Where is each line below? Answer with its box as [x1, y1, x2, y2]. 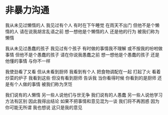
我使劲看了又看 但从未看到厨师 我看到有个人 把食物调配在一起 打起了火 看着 [5, 68, 161, 74]
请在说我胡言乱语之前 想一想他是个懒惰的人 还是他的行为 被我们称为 [19, 28, 159, 34]
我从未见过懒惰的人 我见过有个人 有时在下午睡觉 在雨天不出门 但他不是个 [5, 22, 155, 28]
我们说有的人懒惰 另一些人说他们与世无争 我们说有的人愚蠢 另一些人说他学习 [5, 91, 163, 98]
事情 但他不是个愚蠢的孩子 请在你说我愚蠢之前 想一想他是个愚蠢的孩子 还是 [5, 51, 159, 58]
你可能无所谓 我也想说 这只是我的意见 [5, 104, 83, 110]
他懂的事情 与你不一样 [5, 58, 51, 64]
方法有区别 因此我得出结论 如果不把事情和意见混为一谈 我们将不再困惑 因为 [5, 98, 159, 104]
